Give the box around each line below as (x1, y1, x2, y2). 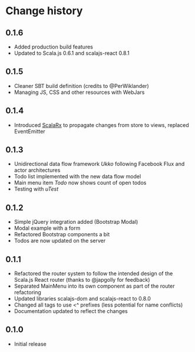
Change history (5, 4, 83, 18)
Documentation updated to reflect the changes (14, 308, 128, 315)
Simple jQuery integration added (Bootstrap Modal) (14, 219, 138, 226)
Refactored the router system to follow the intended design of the (14, 270, 173, 277)
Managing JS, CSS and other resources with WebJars (14, 89, 145, 96)
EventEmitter (14, 128, 45, 135)
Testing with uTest (14, 185, 59, 193)
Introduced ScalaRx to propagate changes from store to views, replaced (14, 121, 189, 128)
